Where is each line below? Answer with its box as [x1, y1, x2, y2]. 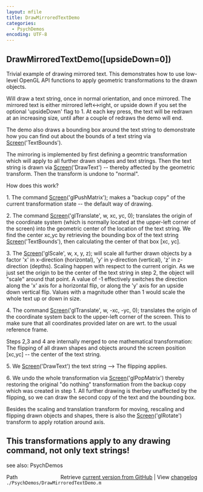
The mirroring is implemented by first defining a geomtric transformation [6, 150, 187, 158]
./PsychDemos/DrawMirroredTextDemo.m [6, 480, 102, 486]
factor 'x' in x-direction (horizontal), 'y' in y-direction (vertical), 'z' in [6, 256, 176, 263]
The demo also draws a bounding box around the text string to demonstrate [6, 126, 196, 133]
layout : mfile [6, 9, 42, 15]
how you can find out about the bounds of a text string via [6, 132, 151, 140]
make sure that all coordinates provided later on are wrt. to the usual [6, 319, 177, 327]
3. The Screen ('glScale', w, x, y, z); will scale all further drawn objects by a [6, 249, 192, 257]
